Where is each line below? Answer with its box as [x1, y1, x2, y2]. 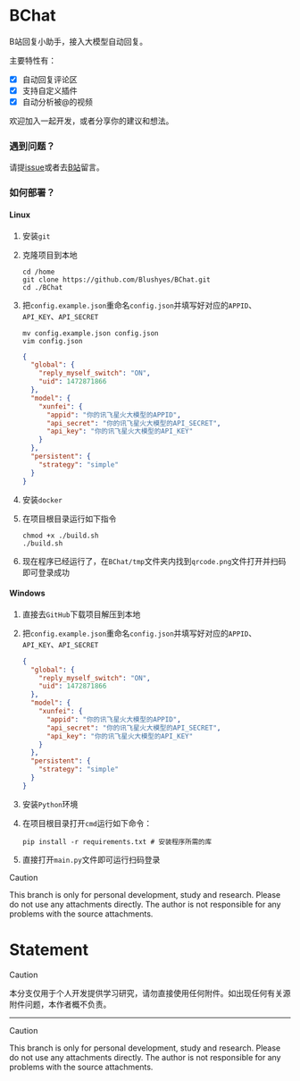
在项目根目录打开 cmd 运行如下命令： [21, 817, 153, 828]
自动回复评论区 [21, 73, 78, 85]
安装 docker [21, 494, 62, 505]
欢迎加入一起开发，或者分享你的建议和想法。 [9, 115, 174, 126]
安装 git [21, 230, 51, 241]
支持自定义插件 [21, 86, 78, 96]
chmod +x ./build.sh [21, 531, 99, 540]
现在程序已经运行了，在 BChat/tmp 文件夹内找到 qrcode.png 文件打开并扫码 [21, 555, 287, 566]
